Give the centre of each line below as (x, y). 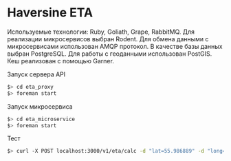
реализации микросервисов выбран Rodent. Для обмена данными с (108, 39)
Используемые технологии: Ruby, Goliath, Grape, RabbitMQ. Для (101, 32)
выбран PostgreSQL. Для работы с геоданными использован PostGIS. (110, 54)
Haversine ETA (50, 13)
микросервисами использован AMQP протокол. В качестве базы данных (115, 46)
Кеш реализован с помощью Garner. (61, 61)
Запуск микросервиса (40, 106)
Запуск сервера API (36, 74)
